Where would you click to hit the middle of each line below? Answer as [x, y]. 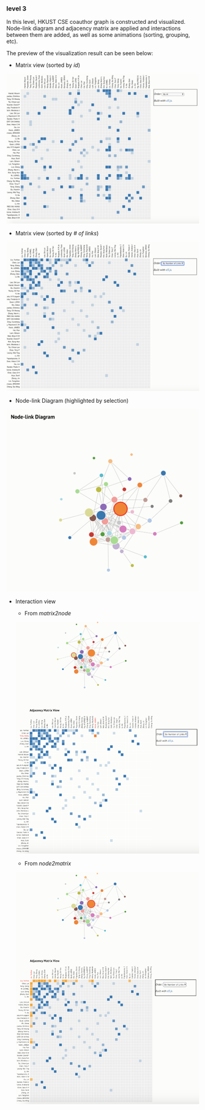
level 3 [17, 9]
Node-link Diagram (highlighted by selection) [72, 400]
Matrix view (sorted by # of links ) [57, 234]
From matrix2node [48, 613]
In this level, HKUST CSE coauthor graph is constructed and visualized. [96, 22]
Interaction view [35, 601]
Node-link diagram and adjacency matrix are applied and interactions [94, 28]
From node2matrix [48, 863]
